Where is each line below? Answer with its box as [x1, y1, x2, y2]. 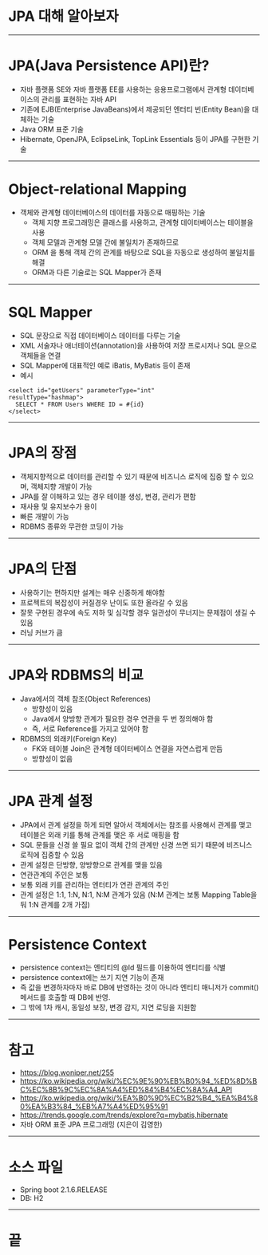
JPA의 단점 [8, 560, 77, 578]
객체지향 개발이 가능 [30, 482, 93, 491]
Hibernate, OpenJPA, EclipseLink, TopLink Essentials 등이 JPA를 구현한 [19, 134, 251, 144]
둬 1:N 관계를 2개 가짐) [19, 899, 90, 909]
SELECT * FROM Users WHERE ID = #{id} [15, 400, 145, 408]
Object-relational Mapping [8, 180, 187, 199]
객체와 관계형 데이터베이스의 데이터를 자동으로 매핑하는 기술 [19, 207, 206, 217]
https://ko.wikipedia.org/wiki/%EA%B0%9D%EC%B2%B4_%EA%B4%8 [19, 1093, 258, 1103]
